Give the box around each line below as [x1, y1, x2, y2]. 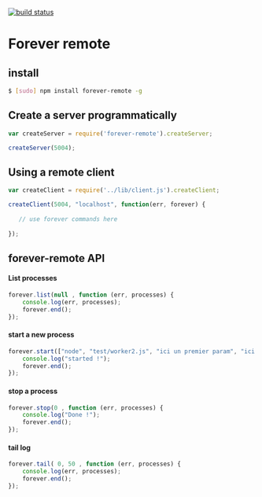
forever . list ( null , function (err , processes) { [8, 291, 175, 299]
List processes [8, 274, 57, 283]
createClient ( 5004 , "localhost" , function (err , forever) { [8, 201, 206, 208]
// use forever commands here [18, 215, 118, 223]
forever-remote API [8, 252, 105, 265]
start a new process [8, 330, 75, 340]
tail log [8, 443, 31, 452]
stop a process [8, 386, 58, 396]
